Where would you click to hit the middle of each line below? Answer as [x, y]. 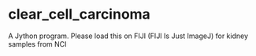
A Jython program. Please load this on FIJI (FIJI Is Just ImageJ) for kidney [128, 36]
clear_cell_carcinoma [80, 14]
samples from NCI [37, 44]
